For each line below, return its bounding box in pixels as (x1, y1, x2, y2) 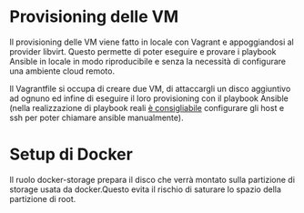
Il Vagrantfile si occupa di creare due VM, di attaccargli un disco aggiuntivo (9, 83, 291, 94)
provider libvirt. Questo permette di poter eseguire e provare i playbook (9, 46, 277, 56)
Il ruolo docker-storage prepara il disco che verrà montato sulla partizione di (9, 174, 296, 185)
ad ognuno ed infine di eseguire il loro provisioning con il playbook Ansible (9, 93, 289, 104)
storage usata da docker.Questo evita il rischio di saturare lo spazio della (9, 184, 282, 195)
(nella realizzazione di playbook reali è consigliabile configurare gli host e (9, 102, 285, 113)
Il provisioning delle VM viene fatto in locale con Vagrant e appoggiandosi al (9, 36, 294, 47)
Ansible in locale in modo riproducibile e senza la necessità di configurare (9, 56, 287, 66)
